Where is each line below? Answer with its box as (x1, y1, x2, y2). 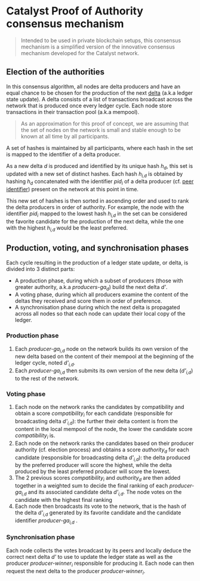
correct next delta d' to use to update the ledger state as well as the (6, 553, 173, 560)
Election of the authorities (6, 67, 105, 77)
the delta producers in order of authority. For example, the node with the (6, 204, 184, 211)
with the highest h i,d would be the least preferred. (6, 224, 128, 233)
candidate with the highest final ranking (14, 496, 112, 503)
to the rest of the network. (14, 375, 79, 382)
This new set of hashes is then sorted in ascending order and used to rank (6, 197, 189, 204)
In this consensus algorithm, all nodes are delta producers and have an (6, 83, 181, 90)
